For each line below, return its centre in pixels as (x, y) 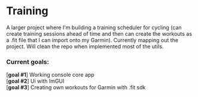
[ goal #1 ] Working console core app (50, 75)
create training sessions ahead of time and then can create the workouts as (99, 33)
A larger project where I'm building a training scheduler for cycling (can (94, 27)
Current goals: (28, 62)
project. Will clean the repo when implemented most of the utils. (85, 46)
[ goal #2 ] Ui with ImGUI (35, 81)
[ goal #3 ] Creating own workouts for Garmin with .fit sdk (76, 87)
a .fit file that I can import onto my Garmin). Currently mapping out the (92, 40)
